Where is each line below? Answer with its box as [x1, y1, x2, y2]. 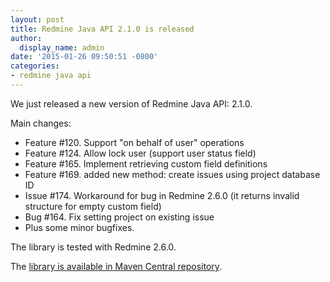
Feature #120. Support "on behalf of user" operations [24, 136, 245, 148]
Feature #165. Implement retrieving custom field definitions [24, 157, 268, 170]
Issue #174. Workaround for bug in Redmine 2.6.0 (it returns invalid [24, 189, 300, 201]
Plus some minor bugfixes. [24, 221, 135, 233]
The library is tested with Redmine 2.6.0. [10, 241, 177, 253]
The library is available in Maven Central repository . [10, 260, 223, 272]
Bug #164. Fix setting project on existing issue [24, 211, 215, 223]
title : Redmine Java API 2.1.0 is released [10, 24, 195, 34]
